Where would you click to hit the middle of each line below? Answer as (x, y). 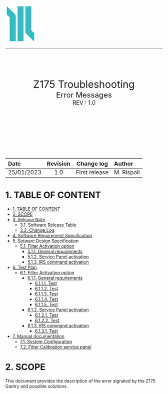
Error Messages (84, 95)
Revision (59, 164)
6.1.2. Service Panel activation (58, 310)
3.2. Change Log (37, 230)
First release (92, 173)
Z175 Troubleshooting (84, 84)
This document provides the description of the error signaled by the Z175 (80, 381)
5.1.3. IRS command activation (58, 262)
